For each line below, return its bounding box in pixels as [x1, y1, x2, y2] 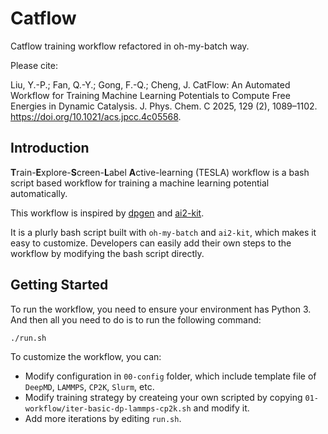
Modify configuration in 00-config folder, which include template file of [24, 370, 317, 382]
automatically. [10, 187, 68, 199]
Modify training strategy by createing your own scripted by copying [24, 392, 303, 404]
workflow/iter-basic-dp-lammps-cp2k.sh [24, 404, 192, 414]
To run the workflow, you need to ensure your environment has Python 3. [10, 303, 312, 315]
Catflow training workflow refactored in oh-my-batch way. [10, 40, 250, 52]
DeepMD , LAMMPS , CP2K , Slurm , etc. [24, 381, 155, 393]
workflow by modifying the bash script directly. [10, 247, 205, 259]
